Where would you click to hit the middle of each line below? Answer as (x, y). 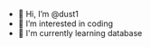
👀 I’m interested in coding (66, 23)
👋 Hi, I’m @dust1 (48, 14)
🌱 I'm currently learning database (80, 33)
